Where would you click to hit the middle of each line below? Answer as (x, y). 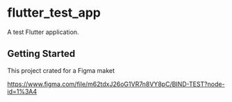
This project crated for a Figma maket (61, 70)
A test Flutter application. (43, 32)
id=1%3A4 (22, 91)
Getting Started (41, 54)
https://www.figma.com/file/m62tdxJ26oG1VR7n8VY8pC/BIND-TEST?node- (116, 84)
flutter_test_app (54, 13)
